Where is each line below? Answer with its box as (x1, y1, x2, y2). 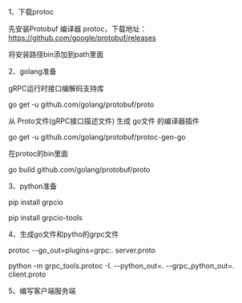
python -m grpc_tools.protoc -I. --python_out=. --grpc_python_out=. (8, 261, 235, 270)
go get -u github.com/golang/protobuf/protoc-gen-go (8, 132, 186, 142)
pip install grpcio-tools (8, 213, 83, 222)
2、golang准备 (8, 67, 57, 76)
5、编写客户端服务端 (8, 286, 76, 295)
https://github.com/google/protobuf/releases (8, 33, 156, 42)
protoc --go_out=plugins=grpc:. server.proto (8, 245, 156, 255)
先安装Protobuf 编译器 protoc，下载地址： (8, 24, 147, 34)
